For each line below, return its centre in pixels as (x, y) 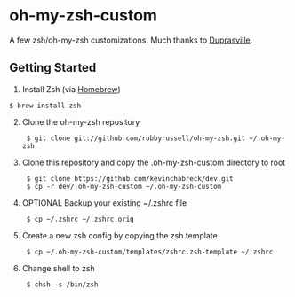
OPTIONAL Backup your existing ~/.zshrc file (104, 203)
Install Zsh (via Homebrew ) (72, 89)
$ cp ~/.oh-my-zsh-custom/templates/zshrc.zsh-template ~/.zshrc (150, 252)
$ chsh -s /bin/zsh (62, 285)
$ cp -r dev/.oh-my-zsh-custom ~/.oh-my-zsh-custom (124, 186)
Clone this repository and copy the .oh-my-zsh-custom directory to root (154, 162)
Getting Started (53, 68)
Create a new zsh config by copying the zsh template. (121, 235)
